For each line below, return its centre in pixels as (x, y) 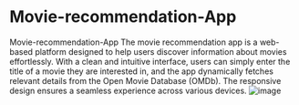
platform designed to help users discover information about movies (161, 51)
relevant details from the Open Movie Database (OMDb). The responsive (145, 80)
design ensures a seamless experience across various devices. (129, 90)
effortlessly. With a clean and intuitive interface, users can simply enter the (150, 61)
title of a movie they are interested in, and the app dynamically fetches (141, 71)
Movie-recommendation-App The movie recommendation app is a (134, 42)
